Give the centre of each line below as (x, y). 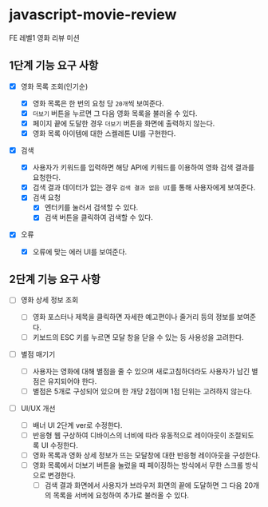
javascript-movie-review (93, 15)
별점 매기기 (38, 354)
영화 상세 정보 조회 (49, 300)
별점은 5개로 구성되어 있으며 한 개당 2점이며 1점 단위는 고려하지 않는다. (142, 391)
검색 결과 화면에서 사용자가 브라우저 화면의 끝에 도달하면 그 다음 (143, 485)
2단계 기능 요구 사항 (55, 279)
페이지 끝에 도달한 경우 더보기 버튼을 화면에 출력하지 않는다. (124, 123)
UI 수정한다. (60, 445)
